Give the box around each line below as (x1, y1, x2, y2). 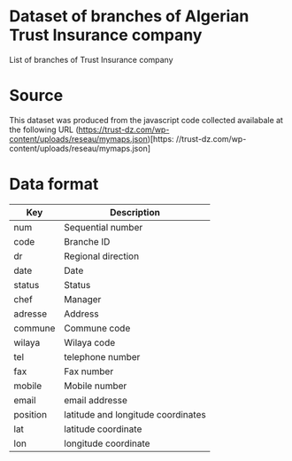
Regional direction (64, 250, 140, 262)
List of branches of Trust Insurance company (9, 54, 174, 65)
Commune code (64, 322, 131, 334)
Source (9, 86, 64, 105)
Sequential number (64, 221, 143, 233)
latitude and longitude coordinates (64, 408, 206, 420)
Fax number (64, 365, 114, 378)
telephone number (64, 350, 141, 363)
